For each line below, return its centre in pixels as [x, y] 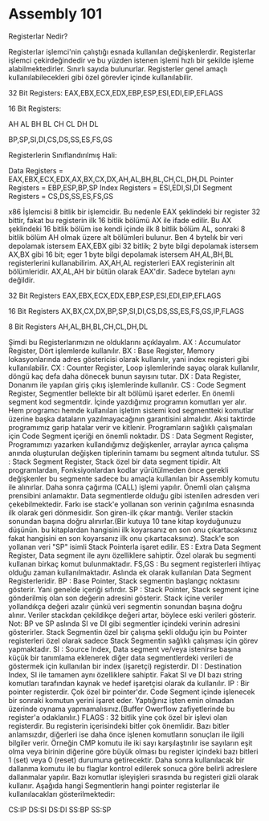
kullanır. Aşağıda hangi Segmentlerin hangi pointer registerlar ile [114, 785]
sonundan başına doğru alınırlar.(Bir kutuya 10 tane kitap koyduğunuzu [125, 521]
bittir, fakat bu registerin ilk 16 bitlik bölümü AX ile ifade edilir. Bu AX [120, 220]
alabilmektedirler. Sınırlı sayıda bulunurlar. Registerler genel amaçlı [118, 68]
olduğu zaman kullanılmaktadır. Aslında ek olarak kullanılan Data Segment [130, 572]
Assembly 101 [55, 14]
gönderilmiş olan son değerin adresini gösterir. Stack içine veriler [116, 598]
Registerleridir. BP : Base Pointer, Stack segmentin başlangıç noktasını [124, 581]
